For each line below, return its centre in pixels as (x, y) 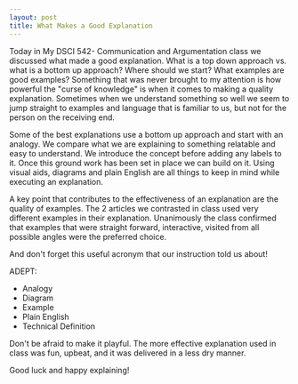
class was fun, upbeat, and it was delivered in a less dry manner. (128, 353)
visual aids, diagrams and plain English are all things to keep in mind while (145, 172)
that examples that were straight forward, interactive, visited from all (134, 227)
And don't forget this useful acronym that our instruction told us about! (139, 253)
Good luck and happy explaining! (69, 370)
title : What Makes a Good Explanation (81, 26)
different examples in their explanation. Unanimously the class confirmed (143, 218)
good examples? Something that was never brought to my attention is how (145, 79)
